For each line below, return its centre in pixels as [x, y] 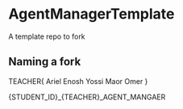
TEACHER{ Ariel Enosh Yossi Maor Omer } [78, 81]
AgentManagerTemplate [91, 14]
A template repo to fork [47, 36]
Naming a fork [45, 62]
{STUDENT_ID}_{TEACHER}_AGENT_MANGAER [87, 97]
